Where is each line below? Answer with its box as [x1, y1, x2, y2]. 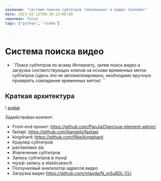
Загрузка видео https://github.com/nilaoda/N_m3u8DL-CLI [12, 170, 132, 176]
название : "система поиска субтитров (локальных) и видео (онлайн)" [5, 7, 147, 12]
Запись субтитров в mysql [12, 155, 67, 161]
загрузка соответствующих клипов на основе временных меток [12, 67, 147, 73]
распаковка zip [12, 144, 44, 150]
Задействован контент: [5, 114, 54, 120]
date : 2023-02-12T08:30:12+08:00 [5, 12, 73, 17]
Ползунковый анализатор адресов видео [12, 165, 99, 171]
